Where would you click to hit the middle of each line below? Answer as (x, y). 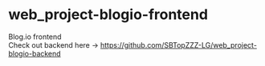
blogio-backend (35, 53)
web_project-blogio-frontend (108, 15)
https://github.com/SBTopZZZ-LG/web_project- (178, 45)
